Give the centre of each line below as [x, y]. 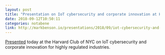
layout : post [18, 10]
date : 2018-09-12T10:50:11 [33, 19]
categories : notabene [27, 23]
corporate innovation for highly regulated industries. [58, 47]
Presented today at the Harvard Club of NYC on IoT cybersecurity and [76, 42]
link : [11, 28]
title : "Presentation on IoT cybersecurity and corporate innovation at [81, 14]
